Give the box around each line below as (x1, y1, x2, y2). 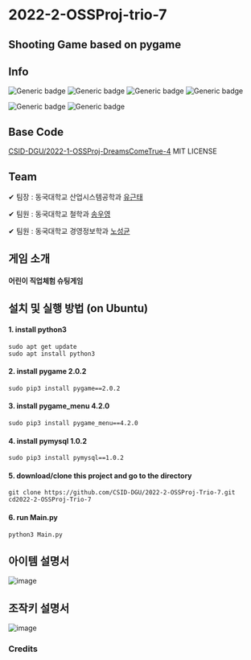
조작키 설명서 (8, 601, 70, 615)
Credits (8, 643, 38, 654)
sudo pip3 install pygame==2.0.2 (8, 384, 121, 392)
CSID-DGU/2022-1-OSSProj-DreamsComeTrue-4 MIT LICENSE (8, 146, 217, 156)
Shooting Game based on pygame (8, 38, 182, 51)
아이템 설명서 (8, 555, 70, 568)
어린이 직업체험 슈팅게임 (8, 276, 84, 285)
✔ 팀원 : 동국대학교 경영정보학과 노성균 (8, 227, 130, 236)
